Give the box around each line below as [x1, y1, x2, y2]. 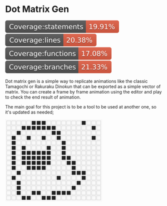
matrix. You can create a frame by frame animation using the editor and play [5, 88, 162, 94]
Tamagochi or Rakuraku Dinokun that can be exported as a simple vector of [5, 83, 161, 89]
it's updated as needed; [5, 109, 54, 115]
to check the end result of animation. [5, 94, 81, 100]
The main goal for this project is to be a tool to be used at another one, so [5, 103, 156, 109]
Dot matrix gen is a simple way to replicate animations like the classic [5, 78, 148, 84]
